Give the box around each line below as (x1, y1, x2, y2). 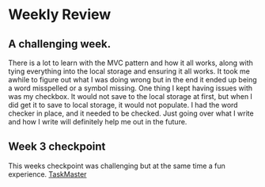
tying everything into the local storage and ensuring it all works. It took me (8, 67, 251, 76)
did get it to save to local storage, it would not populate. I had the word (8, 101, 239, 109)
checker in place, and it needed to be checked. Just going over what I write (8, 109, 255, 118)
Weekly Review (8, 6, 112, 24)
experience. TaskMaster (8, 169, 87, 179)
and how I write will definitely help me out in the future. (8, 117, 187, 126)
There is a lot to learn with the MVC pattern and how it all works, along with (8, 58, 253, 67)
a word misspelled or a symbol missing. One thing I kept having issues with (8, 83, 253, 93)
